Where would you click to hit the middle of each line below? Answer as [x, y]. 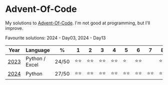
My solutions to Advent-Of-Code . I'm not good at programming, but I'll [78, 23]
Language [38, 50]
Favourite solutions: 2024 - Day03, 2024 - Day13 [55, 38]
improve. [14, 28]
